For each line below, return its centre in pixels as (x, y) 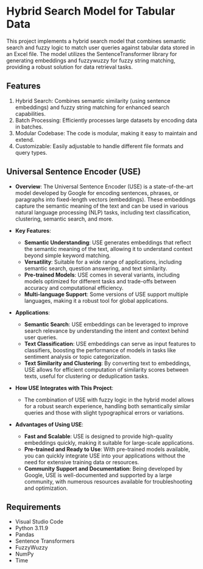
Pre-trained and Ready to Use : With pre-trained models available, (107, 449)
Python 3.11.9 (32, 528)
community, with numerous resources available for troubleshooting (109, 481)
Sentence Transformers (45, 541)
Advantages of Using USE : (49, 424)
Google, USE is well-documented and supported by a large (98, 475)
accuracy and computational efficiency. (74, 288)
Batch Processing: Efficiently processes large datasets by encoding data (106, 120)
